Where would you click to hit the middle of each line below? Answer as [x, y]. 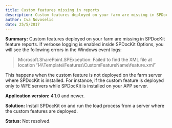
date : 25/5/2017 [23, 24]
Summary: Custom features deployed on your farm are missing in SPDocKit [85, 39]
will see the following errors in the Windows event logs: [63, 50]
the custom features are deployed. [42, 111]
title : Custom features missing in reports [52, 10]
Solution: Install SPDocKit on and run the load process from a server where [85, 106]
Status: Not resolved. [28, 121]
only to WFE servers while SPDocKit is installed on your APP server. [77, 86]
